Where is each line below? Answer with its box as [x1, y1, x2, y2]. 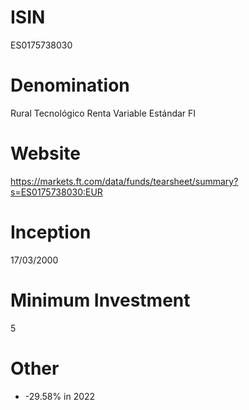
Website [10, 142, 81, 165]
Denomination [10, 74, 130, 97]
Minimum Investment [10, 289, 191, 311]
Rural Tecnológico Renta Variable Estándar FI [10, 107, 197, 119]
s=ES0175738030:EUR [10, 186, 103, 198]
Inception [10, 221, 92, 243]
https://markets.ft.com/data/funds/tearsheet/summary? [10, 175, 239, 187]
